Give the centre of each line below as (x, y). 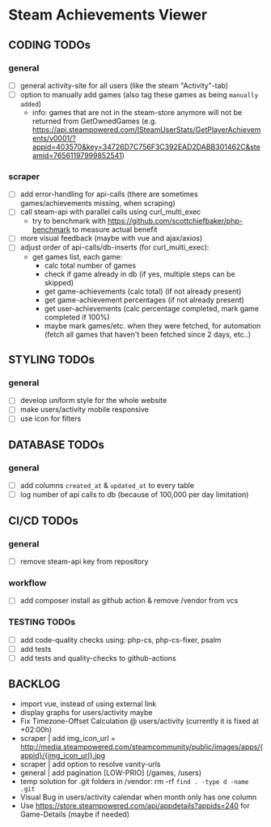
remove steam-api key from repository (84, 561)
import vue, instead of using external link (88, 704)
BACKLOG (34, 684)
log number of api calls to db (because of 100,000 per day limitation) (134, 495)
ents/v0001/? (54, 138)
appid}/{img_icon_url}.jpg (62, 755)
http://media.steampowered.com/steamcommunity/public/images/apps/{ (142, 747)
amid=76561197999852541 (77, 155)
